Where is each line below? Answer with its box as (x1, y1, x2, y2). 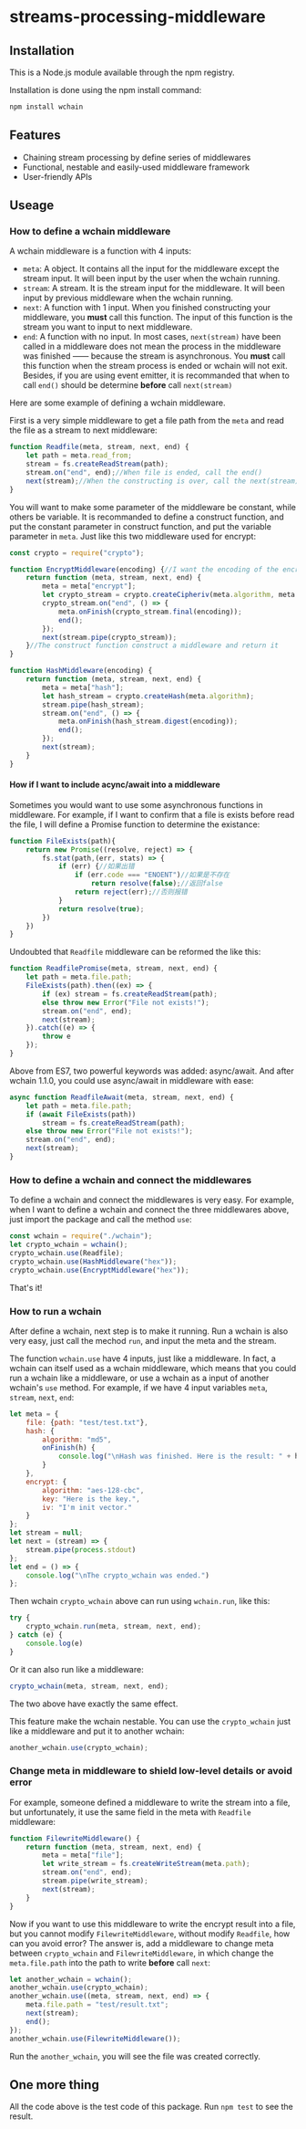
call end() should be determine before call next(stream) (22, 380, 233, 391)
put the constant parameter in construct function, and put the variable (9, 520, 271, 531)
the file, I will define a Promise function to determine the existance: (9, 819, 260, 830)
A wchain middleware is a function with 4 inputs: (9, 246, 191, 257)
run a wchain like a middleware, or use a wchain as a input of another (9, 1372, 270, 1383)
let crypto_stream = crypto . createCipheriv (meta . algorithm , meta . (42, 591, 300, 600)
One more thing (9, 2077, 100, 2092)
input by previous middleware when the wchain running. (22, 292, 234, 303)
